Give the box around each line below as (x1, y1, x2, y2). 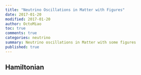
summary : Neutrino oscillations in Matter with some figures (5, 40, 136, 45)
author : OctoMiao (5, 21, 42, 26)
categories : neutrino (5, 35, 51, 40)
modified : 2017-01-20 (5, 16, 51, 21)
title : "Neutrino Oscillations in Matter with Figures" (5, 7, 125, 12)
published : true (5, 44, 39, 49)
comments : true (5, 30, 37, 35)
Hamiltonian (5, 63, 44, 71)
